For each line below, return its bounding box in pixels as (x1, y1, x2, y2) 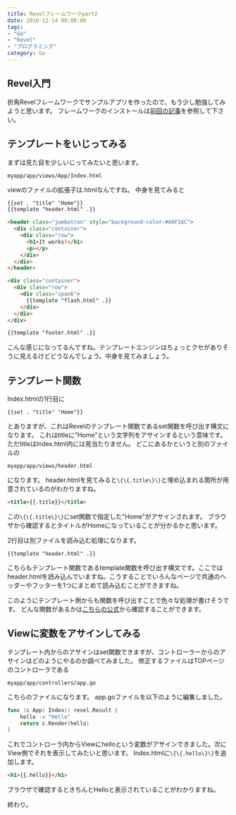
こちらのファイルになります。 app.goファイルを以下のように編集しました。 (7, 692, 227, 701)
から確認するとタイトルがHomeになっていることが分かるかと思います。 (13, 521, 222, 529)
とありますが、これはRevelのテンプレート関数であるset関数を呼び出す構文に (7, 422, 230, 430)
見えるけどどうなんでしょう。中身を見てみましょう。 (19, 352, 173, 361)
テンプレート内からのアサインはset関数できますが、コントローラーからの (7, 647, 220, 656)
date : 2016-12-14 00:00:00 (7, 17, 87, 24)
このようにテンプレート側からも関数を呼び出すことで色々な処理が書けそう (7, 596, 223, 604)
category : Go (7, 50, 46, 57)
